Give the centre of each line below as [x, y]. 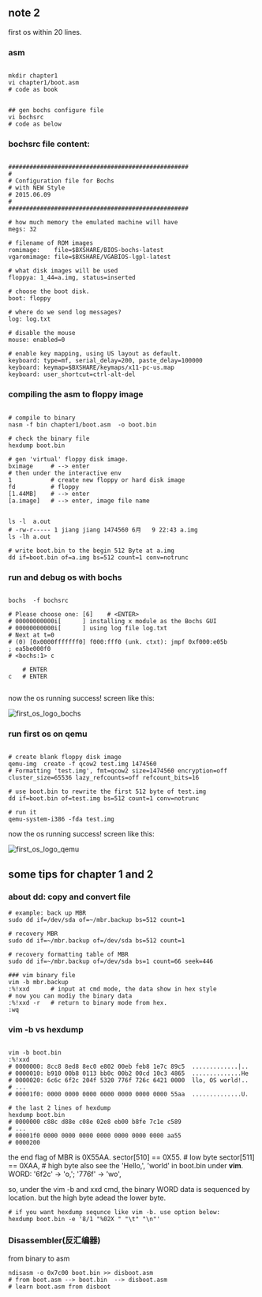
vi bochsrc [26, 118]
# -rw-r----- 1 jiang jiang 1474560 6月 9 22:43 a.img [103, 530]
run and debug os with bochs [65, 577]
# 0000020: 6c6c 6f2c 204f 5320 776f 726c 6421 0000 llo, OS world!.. [128, 1081]
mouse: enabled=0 [37, 340]
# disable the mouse [42, 333]
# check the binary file [49, 438]
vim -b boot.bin [35, 1053]
